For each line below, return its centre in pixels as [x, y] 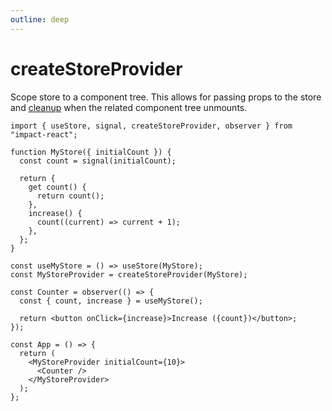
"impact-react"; [44, 134]
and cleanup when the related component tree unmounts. [129, 107]
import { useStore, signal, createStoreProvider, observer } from [151, 126]
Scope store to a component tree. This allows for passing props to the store [166, 97]
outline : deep [40, 19]
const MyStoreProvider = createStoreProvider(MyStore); [129, 274]
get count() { [57, 187]
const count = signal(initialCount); [98, 161]
